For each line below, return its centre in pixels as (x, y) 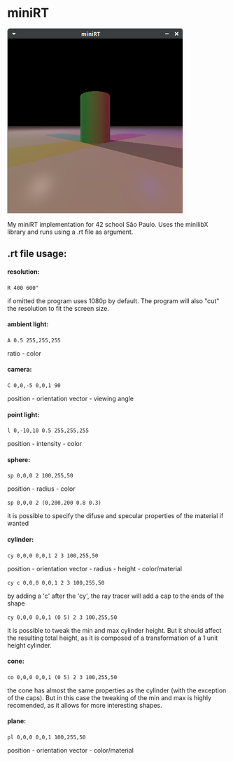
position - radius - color (41, 489)
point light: (23, 414)
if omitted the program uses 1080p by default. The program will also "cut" (113, 301)
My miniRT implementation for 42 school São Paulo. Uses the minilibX (108, 224)
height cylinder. (30, 645)
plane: (17, 721)
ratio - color (24, 353)
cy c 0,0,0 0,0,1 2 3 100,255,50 (56, 582)
